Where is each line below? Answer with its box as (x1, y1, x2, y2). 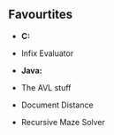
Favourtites (8, 7, 73, 22)
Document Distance (20, 99, 94, 110)
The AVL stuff (20, 82, 72, 92)
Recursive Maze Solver (20, 116, 105, 127)
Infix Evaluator (20, 48, 74, 59)
